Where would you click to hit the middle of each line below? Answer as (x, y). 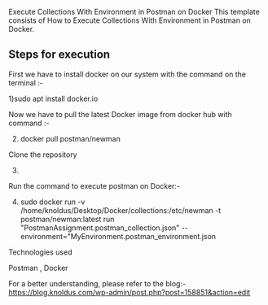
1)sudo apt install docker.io (53, 98)
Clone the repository (43, 155)
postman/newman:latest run (67, 219)
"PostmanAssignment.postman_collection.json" (100, 228)
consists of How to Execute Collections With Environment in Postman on (130, 20)
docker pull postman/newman (70, 138)
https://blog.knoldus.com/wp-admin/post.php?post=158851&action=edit (130, 292)
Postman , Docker (38, 268)
